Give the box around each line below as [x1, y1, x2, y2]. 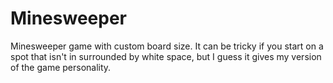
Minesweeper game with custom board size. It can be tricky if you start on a [10, 40, 324, 52]
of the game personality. [10, 61, 112, 73]
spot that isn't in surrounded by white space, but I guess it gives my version [10, 50, 322, 62]
